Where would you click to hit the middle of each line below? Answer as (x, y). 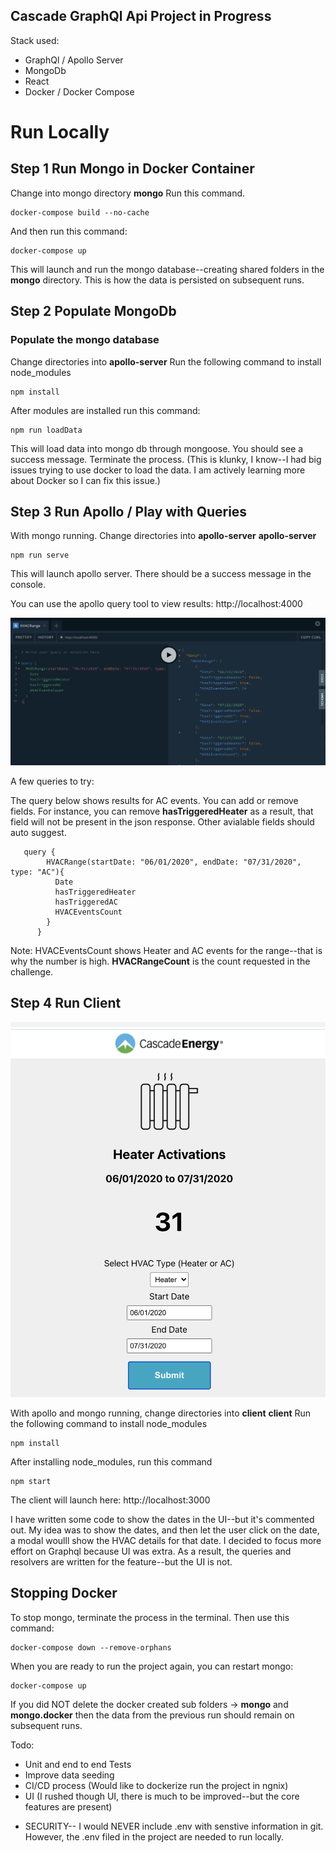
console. (28, 585)
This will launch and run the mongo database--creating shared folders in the (167, 269)
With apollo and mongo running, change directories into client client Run (161, 1413)
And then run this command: (69, 231)
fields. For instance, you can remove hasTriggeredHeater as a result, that (162, 811)
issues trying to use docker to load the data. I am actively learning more (158, 470)
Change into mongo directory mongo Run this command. (128, 193)
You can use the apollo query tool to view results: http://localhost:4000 (156, 604)
